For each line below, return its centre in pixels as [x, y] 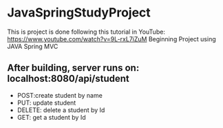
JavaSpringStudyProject [79, 13]
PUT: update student [46, 103]
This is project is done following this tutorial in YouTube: [86, 32]
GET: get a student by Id [51, 117]
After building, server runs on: [73, 68]
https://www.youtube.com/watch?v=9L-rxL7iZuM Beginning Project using [112, 39]
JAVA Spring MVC [33, 46]
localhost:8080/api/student [68, 79]
